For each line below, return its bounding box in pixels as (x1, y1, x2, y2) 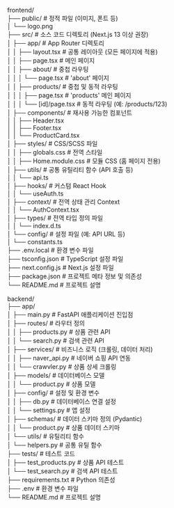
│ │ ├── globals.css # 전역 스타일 (7, 148, 103, 156)
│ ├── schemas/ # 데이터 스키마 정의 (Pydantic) (7, 415, 143, 423)
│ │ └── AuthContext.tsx (7, 205, 80, 214)
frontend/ (7, 6, 35, 14)
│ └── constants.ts (7, 238, 63, 246)
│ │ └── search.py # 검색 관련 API (7, 337, 104, 344)
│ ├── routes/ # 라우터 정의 (7, 319, 86, 327)
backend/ (7, 295, 35, 303)
